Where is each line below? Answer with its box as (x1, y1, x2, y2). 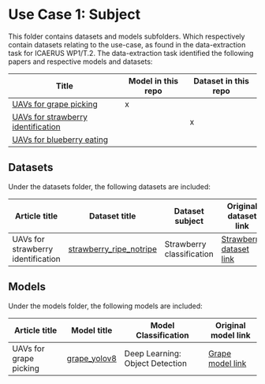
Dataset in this (192, 75, 250, 86)
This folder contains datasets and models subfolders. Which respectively (8, 32, 245, 41)
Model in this (129, 75, 179, 86)
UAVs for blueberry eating (12, 134, 109, 145)
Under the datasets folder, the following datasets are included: (8, 181, 211, 191)
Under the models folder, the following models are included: (8, 301, 203, 311)
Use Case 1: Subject (8, 6, 140, 24)
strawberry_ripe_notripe (68, 243, 158, 254)
